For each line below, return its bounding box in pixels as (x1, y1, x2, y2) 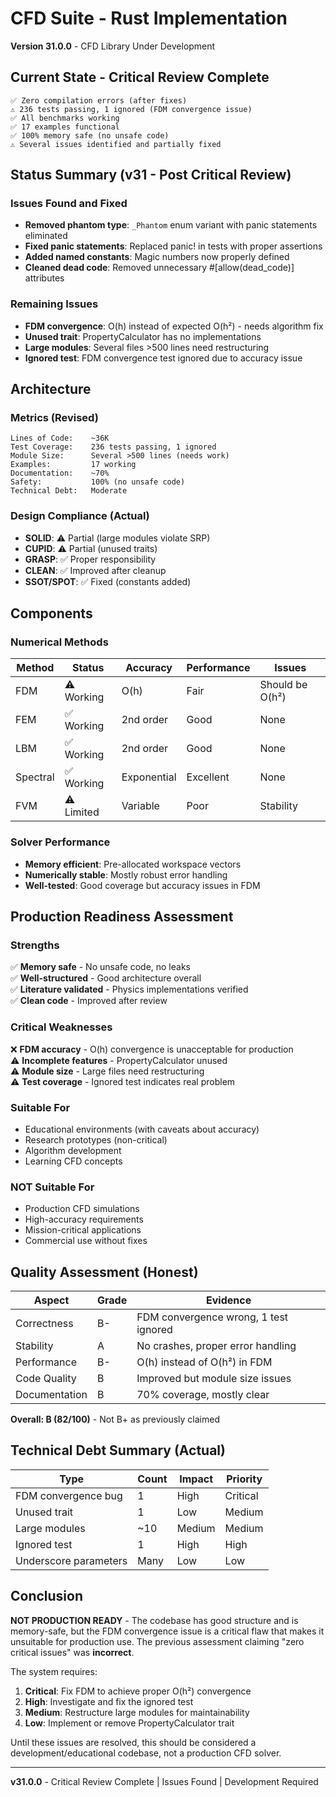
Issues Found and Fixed (10, 197, 128, 211)
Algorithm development (24, 1144, 122, 1156)
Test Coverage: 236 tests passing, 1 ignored (10, 442, 217, 452)
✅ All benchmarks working (10, 113, 120, 123)
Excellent (186, 770, 230, 784)
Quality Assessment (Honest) (10, 1263, 199, 1281)
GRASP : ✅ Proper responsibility (24, 553, 157, 565)
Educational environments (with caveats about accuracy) (24, 1123, 260, 1135)
